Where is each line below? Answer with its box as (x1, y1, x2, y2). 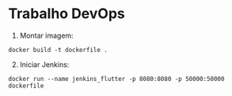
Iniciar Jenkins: (19, 60, 70, 69)
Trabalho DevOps (8, 5, 125, 23)
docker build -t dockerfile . (8, 46, 108, 54)
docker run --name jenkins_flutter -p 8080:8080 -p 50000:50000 (8, 75, 225, 83)
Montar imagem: (19, 31, 74, 40)
